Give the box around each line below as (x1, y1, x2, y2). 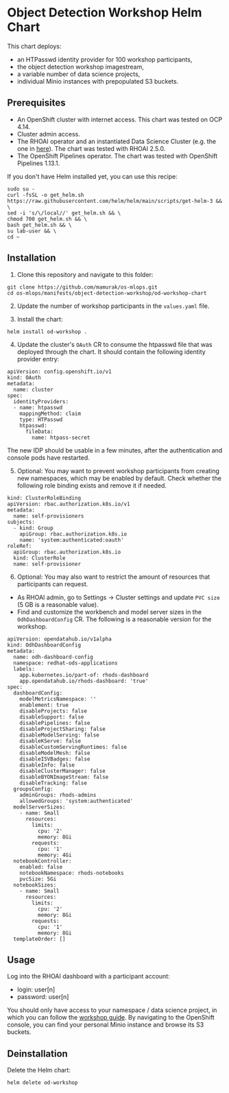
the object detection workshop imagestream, (16, 62, 144, 71)
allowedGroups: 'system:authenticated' (19, 797, 134, 804)
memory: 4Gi (37, 852, 72, 858)
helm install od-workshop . (7, 328, 88, 335)
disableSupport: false (19, 713, 84, 721)
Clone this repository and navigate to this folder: (16, 270, 154, 278)
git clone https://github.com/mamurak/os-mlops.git (7, 283, 158, 291)
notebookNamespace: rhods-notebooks (19, 869, 125, 876)
